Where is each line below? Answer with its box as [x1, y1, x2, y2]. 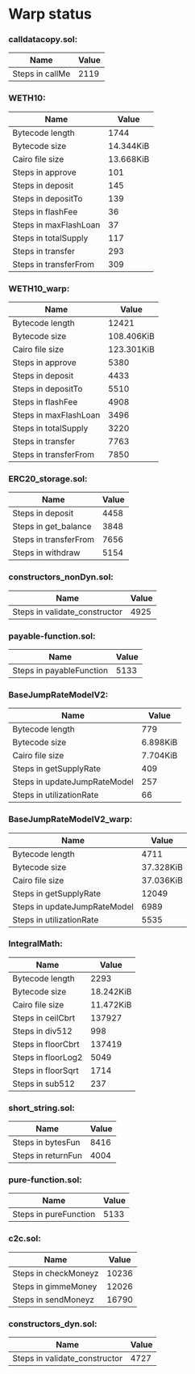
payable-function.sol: [8, 630, 96, 642]
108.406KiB [108, 331, 155, 342]
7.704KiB [141, 750, 178, 761]
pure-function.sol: [8, 1174, 82, 1185]
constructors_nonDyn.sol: [8, 571, 114, 583]
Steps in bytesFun [12, 1137, 81, 1148]
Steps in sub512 [12, 1078, 75, 1089]
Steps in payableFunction [12, 664, 109, 676]
